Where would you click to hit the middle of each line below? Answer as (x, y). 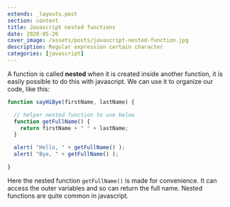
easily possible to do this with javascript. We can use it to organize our (110, 81)
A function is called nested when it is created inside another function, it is (115, 74)
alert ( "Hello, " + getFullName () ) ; (70, 148)
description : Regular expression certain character (85, 47)
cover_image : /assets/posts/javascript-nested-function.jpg (98, 41)
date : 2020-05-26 (33, 34)
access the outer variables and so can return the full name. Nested (105, 188)
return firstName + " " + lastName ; (75, 128)
